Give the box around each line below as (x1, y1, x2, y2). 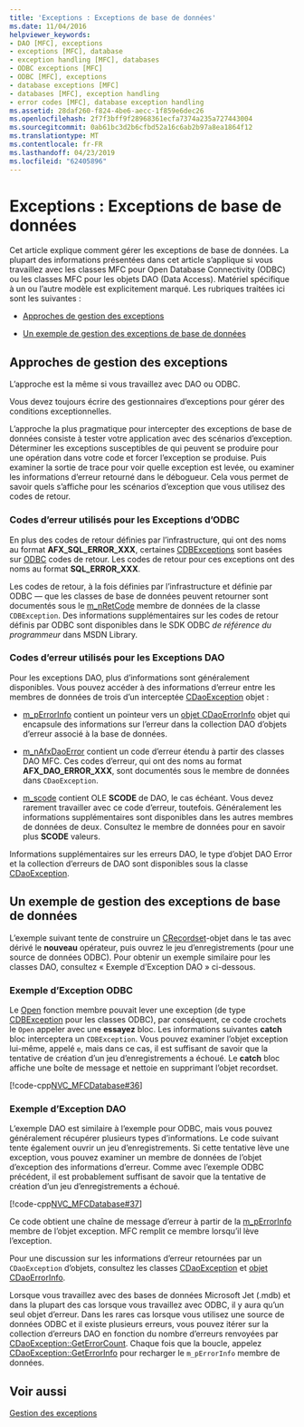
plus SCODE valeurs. (22, 831, 101, 842)
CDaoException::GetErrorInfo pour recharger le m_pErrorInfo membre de (9, 1348, 280, 1359)
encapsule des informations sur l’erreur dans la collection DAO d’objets (22, 718, 288, 729)
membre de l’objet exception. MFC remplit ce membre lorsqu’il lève (9, 1226, 260, 1236)
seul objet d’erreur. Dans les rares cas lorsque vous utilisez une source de (9, 1309, 285, 1320)
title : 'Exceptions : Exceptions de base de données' (9, 13, 217, 23)
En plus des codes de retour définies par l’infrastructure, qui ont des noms (9, 534, 287, 545)
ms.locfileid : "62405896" (9, 156, 107, 166)
